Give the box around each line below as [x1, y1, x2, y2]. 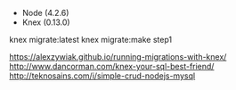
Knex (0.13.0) [21, 17, 70, 28]
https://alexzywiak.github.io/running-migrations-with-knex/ [9, 52, 227, 61]
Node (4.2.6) [21, 8, 69, 18]
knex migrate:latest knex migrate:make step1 [9, 35, 172, 45]
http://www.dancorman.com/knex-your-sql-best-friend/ [9, 61, 215, 71]
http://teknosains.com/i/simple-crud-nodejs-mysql [9, 70, 196, 81]
